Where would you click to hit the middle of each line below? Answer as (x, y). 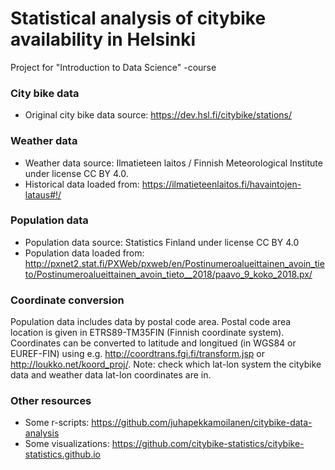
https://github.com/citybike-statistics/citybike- (208, 444)
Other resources (51, 401)
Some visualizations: (67, 444)
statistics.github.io (62, 454)
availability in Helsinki (103, 39)
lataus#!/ (43, 194)
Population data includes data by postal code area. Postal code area (151, 322)
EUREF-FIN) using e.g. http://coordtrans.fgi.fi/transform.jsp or (138, 354)
